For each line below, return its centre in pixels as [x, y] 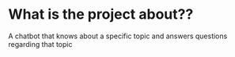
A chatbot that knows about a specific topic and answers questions [118, 36]
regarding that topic [40, 44]
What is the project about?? [101, 14]
